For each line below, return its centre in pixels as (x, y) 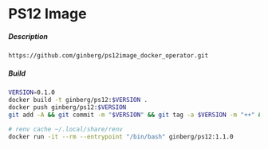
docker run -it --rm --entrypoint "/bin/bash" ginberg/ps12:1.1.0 (121, 136)
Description (28, 36)
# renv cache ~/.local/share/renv (66, 129)
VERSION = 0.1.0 (32, 92)
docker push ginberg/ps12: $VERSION (67, 107)
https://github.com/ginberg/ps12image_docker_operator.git (108, 56)
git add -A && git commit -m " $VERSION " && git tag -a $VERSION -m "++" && (137, 115)
